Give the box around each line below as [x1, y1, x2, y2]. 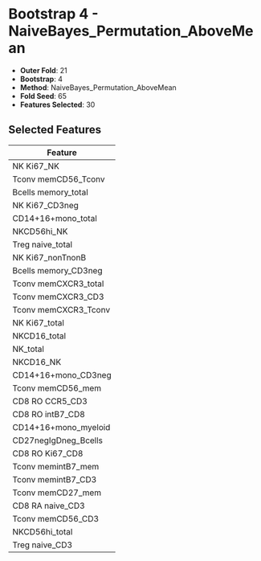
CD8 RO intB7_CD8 [12, 408, 86, 420]
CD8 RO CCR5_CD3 [12, 395, 88, 407]
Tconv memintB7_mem [12, 461, 100, 472]
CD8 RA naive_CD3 [12, 500, 86, 511]
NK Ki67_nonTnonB [12, 252, 87, 263]
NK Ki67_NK [12, 160, 60, 171]
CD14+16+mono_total [12, 212, 98, 223]
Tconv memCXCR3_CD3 [12, 291, 104, 302]
